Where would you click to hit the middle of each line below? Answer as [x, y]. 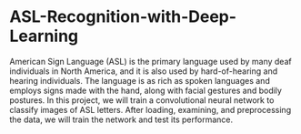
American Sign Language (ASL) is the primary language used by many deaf [151, 61]
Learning [44, 36]
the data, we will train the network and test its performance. [121, 119]
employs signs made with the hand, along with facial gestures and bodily [145, 90]
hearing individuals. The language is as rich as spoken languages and [140, 80]
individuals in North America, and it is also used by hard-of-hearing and [144, 71]
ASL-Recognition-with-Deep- [123, 17]
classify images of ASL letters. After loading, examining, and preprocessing [150, 109]
